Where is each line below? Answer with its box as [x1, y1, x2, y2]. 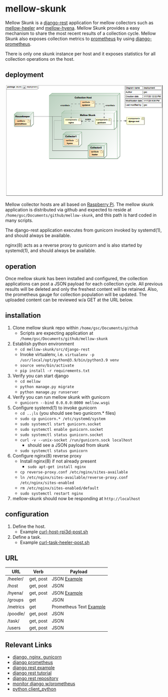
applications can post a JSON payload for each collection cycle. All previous [5, 281, 163, 287]
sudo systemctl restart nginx [20, 491, 84, 496]
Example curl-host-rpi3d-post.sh [20, 528, 88, 535]
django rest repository [12, 675, 59, 681]
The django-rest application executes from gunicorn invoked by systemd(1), [5, 227, 162, 234]
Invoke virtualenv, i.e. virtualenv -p [20, 351, 94, 357]
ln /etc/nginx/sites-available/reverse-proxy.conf [20, 475, 128, 480]
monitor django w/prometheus [12, 681, 75, 687]
